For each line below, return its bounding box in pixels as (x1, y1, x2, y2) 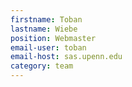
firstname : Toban (10, 14, 83, 25)
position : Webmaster (10, 33, 97, 43)
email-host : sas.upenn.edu (10, 52, 123, 62)
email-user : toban (10, 42, 87, 53)
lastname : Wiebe (10, 24, 78, 34)
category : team (10, 61, 74, 71)
